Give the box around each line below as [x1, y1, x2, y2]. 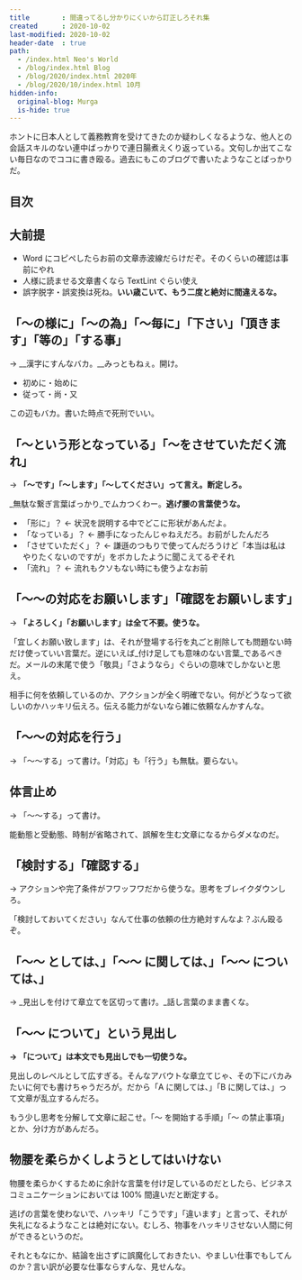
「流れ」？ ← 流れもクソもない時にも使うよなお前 [22, 562, 209, 573]
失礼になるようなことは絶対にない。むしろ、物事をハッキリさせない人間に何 [9, 1219, 293, 1230]
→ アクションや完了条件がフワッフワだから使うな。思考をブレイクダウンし [9, 883, 286, 894]
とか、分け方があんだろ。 [9, 1123, 103, 1134]
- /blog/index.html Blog [17, 64, 111, 73]
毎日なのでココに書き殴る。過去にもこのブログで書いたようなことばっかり [16, 154, 293, 165]
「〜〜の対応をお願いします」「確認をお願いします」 [9, 591, 299, 607]
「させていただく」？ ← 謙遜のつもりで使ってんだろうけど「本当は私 [22, 540, 279, 551]
